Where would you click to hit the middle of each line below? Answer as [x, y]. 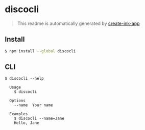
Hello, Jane [27, 123]
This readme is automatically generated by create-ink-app [78, 23]
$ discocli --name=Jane [39, 119]
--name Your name [33, 105]
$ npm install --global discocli [40, 51]
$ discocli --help [24, 79]
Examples [19, 114]
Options [18, 101]
